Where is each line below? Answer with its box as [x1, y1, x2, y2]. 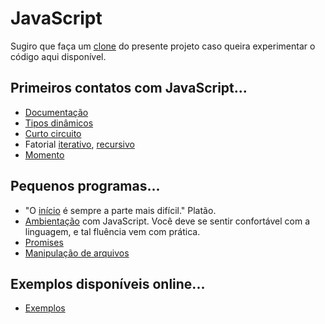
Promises [24, 236, 64, 248]
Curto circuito [24, 127, 82, 139]
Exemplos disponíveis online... [10, 275, 206, 292]
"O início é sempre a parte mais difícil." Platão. [24, 204, 217, 216]
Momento [24, 148, 65, 161]
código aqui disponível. [10, 50, 107, 62]
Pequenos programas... [10, 178, 161, 195]
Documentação [24, 106, 89, 118]
